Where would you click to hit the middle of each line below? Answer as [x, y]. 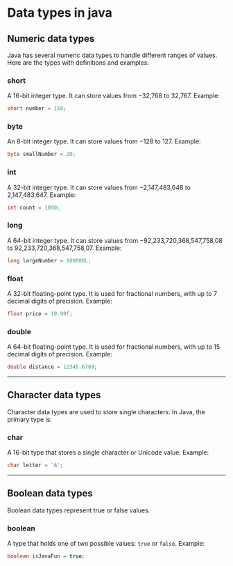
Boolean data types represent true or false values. [79, 510]
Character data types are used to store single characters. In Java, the [106, 411]
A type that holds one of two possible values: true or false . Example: [106, 544]
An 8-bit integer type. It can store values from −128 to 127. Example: [104, 141]
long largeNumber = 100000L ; [49, 260]
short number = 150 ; [37, 109]
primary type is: [29, 419]
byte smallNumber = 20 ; [42, 155]
